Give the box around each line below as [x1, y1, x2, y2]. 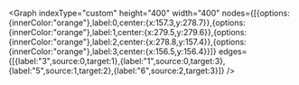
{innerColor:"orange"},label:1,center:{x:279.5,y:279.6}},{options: [8, 27, 248, 37]
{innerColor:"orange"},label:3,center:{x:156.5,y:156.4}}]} [8, 46, 218, 57]
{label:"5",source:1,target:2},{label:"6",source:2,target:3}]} [8, 65, 225, 76]
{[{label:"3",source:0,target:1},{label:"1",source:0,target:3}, [8, 56, 226, 66]
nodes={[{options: [221, 8, 290, 18]
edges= [219, 46, 248, 57]
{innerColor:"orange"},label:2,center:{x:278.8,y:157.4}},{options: [8, 36, 247, 47]
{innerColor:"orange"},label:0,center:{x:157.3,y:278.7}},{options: [8, 17, 246, 28]
